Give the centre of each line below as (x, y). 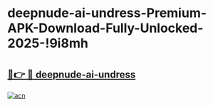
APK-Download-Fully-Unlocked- (105, 28)
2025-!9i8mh (48, 43)
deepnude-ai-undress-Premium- (107, 13)
